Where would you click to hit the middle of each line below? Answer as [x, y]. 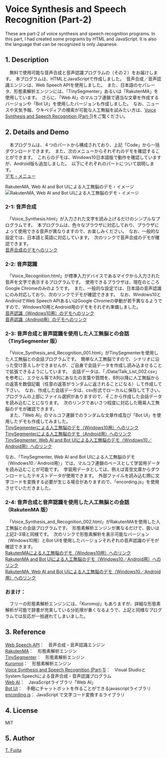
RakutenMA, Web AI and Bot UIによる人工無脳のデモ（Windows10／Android [83, 571]
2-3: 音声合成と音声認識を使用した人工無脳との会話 [67, 334]
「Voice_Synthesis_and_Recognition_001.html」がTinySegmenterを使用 [82, 353]
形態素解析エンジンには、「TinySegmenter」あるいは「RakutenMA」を [86, 91]
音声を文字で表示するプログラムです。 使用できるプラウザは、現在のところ [82, 282]
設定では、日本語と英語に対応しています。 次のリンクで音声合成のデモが [80, 237]
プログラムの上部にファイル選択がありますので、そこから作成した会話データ [84, 396]
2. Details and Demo [37, 132]
